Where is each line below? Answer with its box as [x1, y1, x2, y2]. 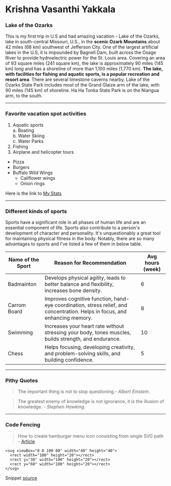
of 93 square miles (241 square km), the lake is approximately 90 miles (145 [5, 60, 164, 67]
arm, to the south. [5, 93, 43, 99]
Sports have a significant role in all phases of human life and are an [5, 219, 146, 225]
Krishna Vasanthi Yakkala [5, 4, 116, 15]
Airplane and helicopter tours [12, 149, 74, 155]
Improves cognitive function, [44, 295, 113, 302]
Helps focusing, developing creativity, [44, 344, 135, 351]
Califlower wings [20, 175, 55, 181]
